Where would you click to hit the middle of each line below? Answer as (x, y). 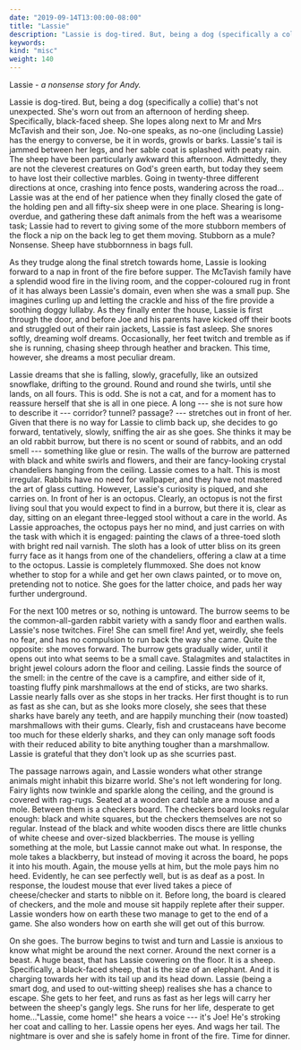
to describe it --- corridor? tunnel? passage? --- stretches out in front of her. (150, 413)
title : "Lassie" (39, 26)
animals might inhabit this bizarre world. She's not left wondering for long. (146, 781)
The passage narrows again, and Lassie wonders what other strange (136, 771)
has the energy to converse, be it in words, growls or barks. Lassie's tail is (146, 140)
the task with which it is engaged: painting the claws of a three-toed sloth (145, 537)
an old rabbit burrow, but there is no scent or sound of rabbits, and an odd (146, 441)
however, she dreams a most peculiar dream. (93, 357)
